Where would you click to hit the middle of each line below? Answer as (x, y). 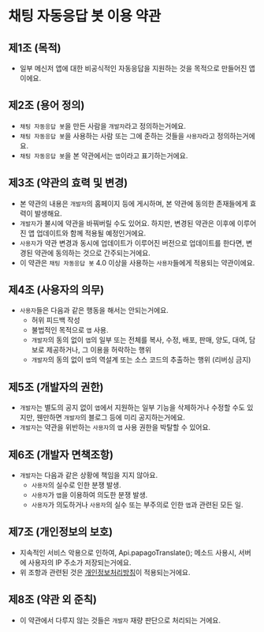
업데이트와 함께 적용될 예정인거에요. (91, 233)
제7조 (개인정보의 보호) (60, 532)
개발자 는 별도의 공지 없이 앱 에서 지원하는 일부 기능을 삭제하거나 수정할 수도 (132, 408)
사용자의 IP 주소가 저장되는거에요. (80, 562)
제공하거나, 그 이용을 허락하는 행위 (99, 350)
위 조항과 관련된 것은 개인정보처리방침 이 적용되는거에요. (105, 572)
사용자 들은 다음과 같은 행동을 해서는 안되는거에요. (94, 310)
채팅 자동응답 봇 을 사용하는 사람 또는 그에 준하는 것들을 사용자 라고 (117, 136)
